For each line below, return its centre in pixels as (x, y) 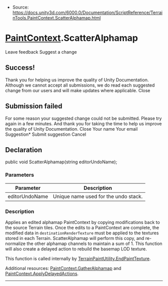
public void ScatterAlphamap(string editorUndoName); (61, 162)
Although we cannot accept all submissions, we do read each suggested (80, 85)
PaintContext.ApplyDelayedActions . (42, 273)
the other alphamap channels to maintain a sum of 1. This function (94, 243)
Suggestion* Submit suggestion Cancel (46, 134)
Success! (20, 68)
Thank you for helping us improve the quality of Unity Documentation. (77, 80)
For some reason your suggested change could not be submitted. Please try (83, 118)
